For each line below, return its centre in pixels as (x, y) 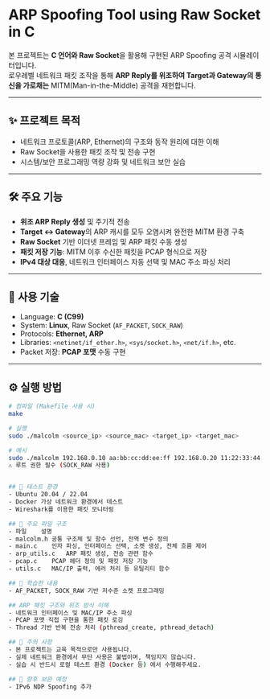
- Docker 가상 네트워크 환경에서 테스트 (66, 502)
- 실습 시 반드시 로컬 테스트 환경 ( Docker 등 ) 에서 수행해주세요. (105, 664)
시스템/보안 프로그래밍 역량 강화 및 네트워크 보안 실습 (103, 162)
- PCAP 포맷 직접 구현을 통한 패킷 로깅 (66, 620)
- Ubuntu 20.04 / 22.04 (48, 495)
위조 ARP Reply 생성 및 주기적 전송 (75, 221)
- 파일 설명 (30, 531)
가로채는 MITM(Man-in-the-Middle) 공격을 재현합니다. (110, 85)
